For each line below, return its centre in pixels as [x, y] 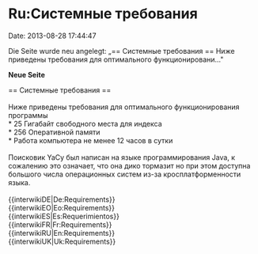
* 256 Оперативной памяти [54, 132]
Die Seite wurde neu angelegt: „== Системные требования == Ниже [121, 51]
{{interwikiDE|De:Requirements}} [62, 199]
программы [28, 115]
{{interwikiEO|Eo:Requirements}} [62, 207]
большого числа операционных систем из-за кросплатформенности [125, 174]
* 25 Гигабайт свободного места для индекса [85, 123]
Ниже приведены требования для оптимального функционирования [124, 107]
